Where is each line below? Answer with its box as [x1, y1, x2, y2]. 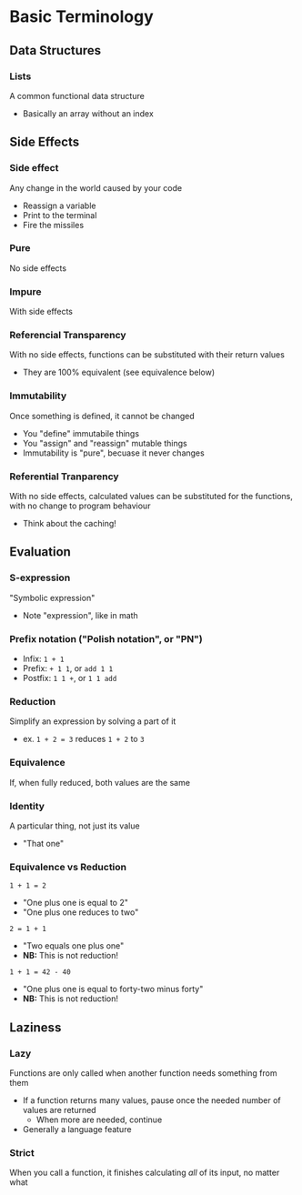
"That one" [22, 838, 65, 849]
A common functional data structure [9, 90, 146, 101]
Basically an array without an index [22, 107, 155, 119]
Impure [9, 285, 43, 297]
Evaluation [9, 544, 71, 560]
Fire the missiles [22, 219, 85, 230]
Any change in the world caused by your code [9, 182, 183, 193]
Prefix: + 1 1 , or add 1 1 [22, 663, 114, 674]
